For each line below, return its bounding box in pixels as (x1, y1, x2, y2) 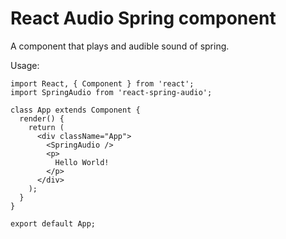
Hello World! (54, 157, 110, 167)
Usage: (10, 59, 40, 71)
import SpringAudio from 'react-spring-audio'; (10, 87, 213, 97)
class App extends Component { (10, 105, 141, 115)
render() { (19, 113, 65, 124)
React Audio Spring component (10, 7, 277, 30)
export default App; (10, 218, 97, 229)
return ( (28, 122, 65, 132)
